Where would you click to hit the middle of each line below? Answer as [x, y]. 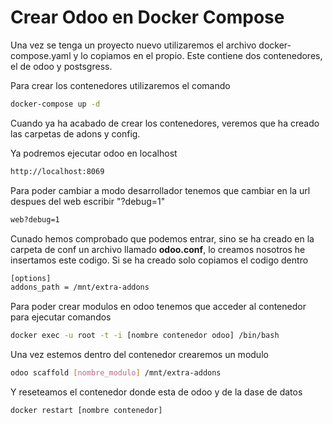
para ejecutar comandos [61, 317]
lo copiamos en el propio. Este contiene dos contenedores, [201, 55]
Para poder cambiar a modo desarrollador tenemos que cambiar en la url [160, 190]
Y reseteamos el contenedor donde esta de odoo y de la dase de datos [156, 392]
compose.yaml [41, 55]
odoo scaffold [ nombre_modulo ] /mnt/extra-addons [116, 373]
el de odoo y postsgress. [61, 66]
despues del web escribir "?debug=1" [88, 201]
